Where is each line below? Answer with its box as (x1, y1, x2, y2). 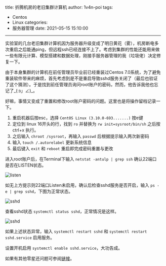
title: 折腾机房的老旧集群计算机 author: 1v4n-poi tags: (5, 4, 113, 10)
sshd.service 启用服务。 (5, 234, 55, 240)
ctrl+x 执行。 (12, 127, 39, 133)
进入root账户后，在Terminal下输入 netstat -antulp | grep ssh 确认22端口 (5, 156, 157, 162)
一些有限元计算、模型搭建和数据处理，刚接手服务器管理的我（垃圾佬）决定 (5, 53, 157, 58)
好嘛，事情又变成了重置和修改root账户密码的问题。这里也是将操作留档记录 (5, 98, 157, 104)
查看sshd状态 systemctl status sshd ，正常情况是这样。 (5, 208, 119, 214)
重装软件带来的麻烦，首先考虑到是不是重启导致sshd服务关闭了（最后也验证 (5, 75, 158, 81)
